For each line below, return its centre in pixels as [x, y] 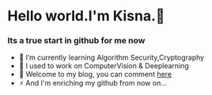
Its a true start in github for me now [76, 41]
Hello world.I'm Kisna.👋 [86, 16]
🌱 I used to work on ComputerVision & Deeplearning [104, 66]
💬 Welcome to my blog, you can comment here [95, 75]
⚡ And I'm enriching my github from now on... [93, 83]
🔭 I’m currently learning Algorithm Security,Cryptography [112, 57]
